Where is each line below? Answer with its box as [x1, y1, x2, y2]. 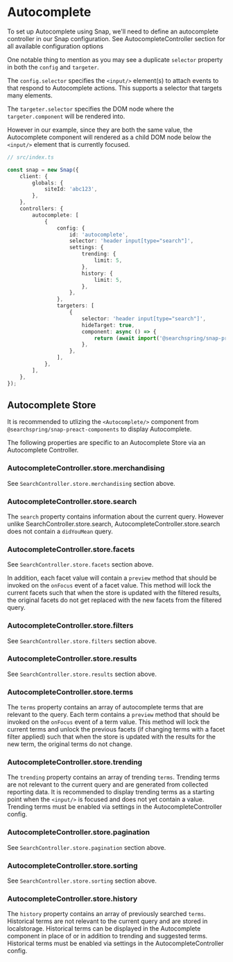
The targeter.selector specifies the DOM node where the [7, 104, 175, 113]
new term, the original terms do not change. [7, 740, 133, 748]
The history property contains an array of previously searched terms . [7, 910, 206, 918]
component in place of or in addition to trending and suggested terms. [7, 932, 208, 940]
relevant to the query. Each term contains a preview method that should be [7, 711, 220, 719]
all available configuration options [7, 42, 104, 50]
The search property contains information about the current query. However [7, 512, 224, 521]
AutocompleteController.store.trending [7, 757, 143, 767]
